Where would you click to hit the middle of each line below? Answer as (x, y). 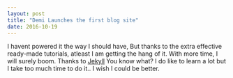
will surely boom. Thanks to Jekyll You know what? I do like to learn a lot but (117, 61)
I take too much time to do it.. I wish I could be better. (84, 69)
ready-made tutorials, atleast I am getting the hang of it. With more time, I (113, 54)
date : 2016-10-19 (32, 26)
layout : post (26, 14)
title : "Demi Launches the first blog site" (73, 20)
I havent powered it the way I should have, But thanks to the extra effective (114, 47)
